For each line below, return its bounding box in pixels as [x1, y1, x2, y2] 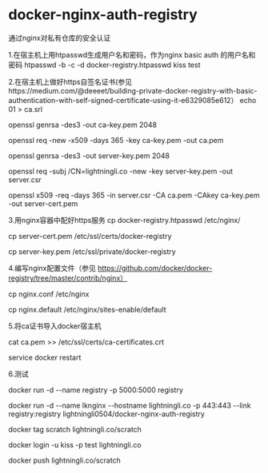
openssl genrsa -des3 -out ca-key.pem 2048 [8, 120, 158, 129]
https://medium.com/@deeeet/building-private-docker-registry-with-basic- [8, 85, 258, 95]
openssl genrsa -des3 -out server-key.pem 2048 [8, 150, 170, 161]
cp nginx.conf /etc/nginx [8, 289, 90, 299]
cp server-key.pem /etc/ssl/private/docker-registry [8, 246, 176, 256]
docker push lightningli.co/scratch [8, 455, 122, 465]
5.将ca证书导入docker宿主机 [8, 321, 102, 331]
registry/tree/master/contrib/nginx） [8, 273, 128, 283]
